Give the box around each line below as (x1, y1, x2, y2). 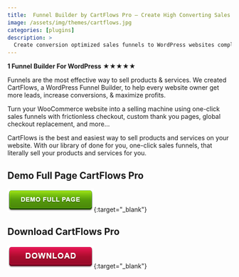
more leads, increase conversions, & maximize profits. (7, 91, 166, 100)
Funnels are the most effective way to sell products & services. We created (7, 75, 227, 85)
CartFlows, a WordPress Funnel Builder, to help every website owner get (7, 83, 219, 92)
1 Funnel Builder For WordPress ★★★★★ (7, 62, 137, 70)
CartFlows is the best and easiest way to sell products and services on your (7, 134, 229, 142)
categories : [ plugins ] (7, 26, 75, 33)
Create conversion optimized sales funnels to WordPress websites (14, 41, 215, 49)
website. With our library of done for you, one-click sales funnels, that (7, 141, 213, 150)
